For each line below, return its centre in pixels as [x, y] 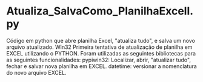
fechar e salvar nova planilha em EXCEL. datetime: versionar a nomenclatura [101, 66]
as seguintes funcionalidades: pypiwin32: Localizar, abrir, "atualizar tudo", [98, 60]
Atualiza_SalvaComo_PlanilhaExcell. [100, 11]
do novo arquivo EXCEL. [36, 72]
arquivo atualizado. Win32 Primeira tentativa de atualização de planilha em [99, 47]
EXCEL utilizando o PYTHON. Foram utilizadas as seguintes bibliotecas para [101, 53]
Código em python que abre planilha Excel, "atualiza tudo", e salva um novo [101, 40]
